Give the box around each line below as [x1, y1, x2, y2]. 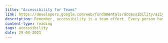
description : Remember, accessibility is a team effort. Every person [5, 16, 155, 21]
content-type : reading [5, 21, 52, 26]
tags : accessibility [5, 26, 48, 31]
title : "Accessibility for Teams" [5, 7, 77, 12]
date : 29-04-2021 [5, 30, 41, 35]
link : [5, 12, 16, 17]
